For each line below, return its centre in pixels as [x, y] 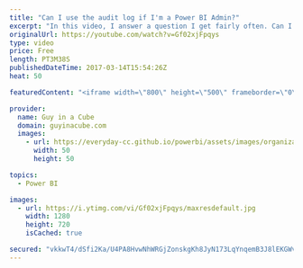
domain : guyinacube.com [62, 125]
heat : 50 [26, 76]
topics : [24, 175]
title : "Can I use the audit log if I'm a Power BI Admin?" [125, 18]
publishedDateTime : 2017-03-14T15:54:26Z [88, 68]
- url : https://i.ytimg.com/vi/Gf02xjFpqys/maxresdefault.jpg [137, 208]
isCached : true [54, 233]
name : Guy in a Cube [56, 117]
